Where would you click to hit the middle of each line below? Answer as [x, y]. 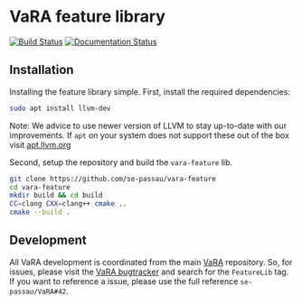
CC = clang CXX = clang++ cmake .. [68, 204]
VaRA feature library [87, 17]
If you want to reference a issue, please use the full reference [124, 281]
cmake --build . [40, 213]
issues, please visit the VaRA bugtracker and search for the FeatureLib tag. [149, 272]
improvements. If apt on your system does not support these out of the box [149, 135]
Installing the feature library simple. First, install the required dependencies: [150, 91]
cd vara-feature [40, 187]
